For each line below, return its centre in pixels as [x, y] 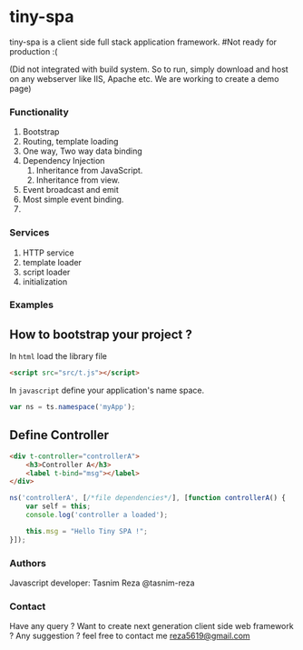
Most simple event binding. [73, 200]
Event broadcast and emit [71, 190]
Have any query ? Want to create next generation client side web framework [151, 626]
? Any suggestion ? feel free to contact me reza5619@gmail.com [130, 636]
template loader [52, 262]
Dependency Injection [64, 161]
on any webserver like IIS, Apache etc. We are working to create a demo [144, 78]
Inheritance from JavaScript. [89, 171]
